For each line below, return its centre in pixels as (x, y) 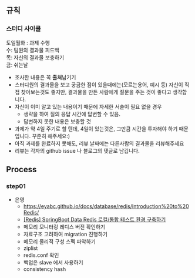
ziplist (31, 248)
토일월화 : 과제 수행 (28, 42)
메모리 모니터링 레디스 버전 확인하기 (64, 227)
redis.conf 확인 (41, 255)
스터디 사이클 (23, 29)
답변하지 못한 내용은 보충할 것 (57, 121)
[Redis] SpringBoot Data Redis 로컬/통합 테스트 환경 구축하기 (95, 220)
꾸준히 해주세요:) (51, 136)
